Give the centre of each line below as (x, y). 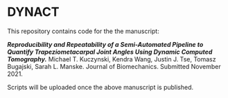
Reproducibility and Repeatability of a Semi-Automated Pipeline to (105, 44)
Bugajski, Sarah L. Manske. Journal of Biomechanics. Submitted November (114, 66)
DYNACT (33, 12)
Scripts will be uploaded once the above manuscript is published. (100, 87)
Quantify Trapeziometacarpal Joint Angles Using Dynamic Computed (110, 52)
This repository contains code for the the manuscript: (83, 31)
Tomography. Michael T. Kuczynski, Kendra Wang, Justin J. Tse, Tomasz (112, 59)
